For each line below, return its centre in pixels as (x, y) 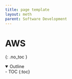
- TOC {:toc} (18, 72)
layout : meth (18, 14)
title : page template (27, 10)
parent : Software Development (36, 19)
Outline (17, 67)
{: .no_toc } (16, 57)
